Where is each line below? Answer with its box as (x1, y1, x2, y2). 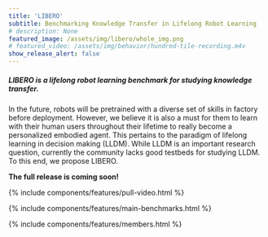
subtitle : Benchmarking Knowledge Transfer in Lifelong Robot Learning (8, 20, 257, 28)
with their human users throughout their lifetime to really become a (8, 121, 232, 131)
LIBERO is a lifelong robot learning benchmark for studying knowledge (8, 75, 253, 85)
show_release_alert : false (8, 50, 100, 58)
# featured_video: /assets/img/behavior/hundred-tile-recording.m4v (8, 42, 246, 50)
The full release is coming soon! (8, 172, 120, 182)
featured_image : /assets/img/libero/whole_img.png (8, 34, 184, 43)
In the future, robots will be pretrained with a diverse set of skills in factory (8, 103, 258, 114)
